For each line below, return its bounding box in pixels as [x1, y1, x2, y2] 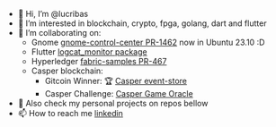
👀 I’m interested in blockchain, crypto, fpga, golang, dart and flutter [17, 18, 267, 29]
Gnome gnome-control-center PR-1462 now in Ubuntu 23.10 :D [31, 37, 265, 47]
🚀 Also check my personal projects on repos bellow [17, 98, 209, 108]
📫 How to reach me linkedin [17, 108, 124, 118]
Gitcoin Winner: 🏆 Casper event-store [44, 76, 187, 86]
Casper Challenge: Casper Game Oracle [44, 89, 193, 98]
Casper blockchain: [31, 65, 103, 76]
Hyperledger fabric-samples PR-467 [31, 56, 167, 66]
